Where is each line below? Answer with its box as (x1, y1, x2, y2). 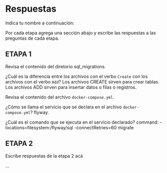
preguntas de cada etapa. (5, 35, 60, 41)
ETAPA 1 (5, 50, 32, 59)
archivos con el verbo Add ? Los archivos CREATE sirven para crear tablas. (5, 78, 159, 84)
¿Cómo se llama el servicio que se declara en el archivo (5, 104, 122, 110)
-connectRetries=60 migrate (74, 124, 134, 130)
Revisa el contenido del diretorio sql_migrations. (5, 63, 106, 69)
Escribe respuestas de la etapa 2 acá (5, 153, 83, 159)
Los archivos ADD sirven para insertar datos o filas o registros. (5, 84, 137, 90)
